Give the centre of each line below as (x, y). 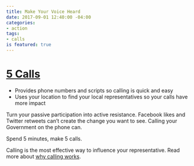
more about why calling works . (43, 156)
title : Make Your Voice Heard (43, 12)
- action (17, 28)
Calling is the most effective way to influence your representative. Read (93, 150)
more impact (30, 103)
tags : (13, 34)
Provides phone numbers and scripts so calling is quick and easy (94, 90)
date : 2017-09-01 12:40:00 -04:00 (49, 17)
